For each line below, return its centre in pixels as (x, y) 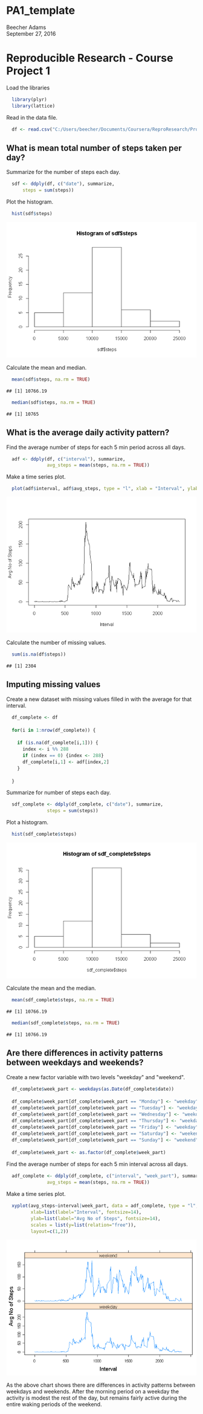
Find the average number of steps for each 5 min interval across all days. (97, 1164)
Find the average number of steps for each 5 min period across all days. (96, 447)
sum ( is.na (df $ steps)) (39, 654)
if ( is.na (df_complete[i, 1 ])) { (58, 743)
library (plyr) (29, 99)
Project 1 (28, 71)
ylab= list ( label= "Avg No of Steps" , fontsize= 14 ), (96, 1218)
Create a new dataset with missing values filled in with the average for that (99, 699)
